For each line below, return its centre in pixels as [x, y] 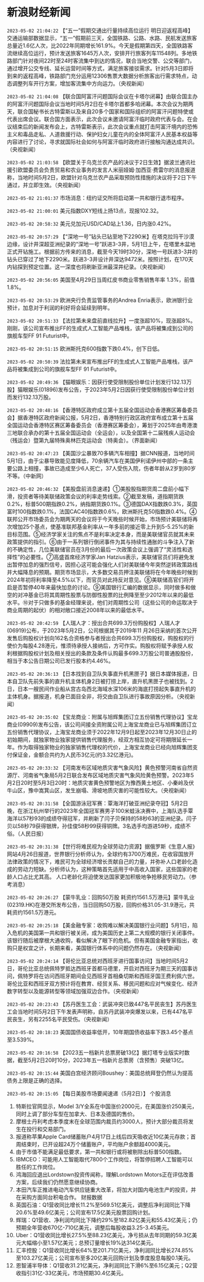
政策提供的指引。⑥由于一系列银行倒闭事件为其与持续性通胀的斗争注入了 [98, 542]
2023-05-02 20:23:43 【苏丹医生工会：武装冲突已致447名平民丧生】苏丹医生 [102, 1004]
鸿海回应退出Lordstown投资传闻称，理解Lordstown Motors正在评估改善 [105, 1174]
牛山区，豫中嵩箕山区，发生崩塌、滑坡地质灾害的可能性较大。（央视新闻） [98, 790]
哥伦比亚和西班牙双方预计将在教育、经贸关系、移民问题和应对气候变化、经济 [102, 983]
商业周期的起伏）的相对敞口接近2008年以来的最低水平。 [77, 610]
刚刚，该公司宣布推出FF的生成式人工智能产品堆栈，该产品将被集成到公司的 [100, 328]
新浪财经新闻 [39, 12]
